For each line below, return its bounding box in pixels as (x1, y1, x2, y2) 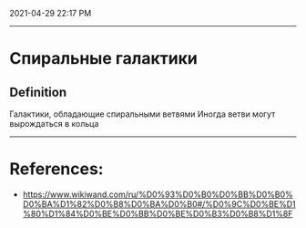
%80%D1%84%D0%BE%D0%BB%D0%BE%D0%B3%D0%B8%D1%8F (22, 208, 293, 219)
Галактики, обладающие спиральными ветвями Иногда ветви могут (9, 109, 276, 119)
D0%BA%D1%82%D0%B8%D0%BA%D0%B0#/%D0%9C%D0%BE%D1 (22, 198, 296, 209)
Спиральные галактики (9, 48, 198, 69)
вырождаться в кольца (9, 119, 99, 129)
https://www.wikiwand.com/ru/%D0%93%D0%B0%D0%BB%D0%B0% (22, 189, 293, 200)
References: (9, 159, 104, 180)
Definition (9, 84, 66, 99)
